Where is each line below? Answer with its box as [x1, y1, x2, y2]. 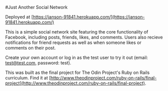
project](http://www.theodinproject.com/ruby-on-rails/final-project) [5, 80, 145, 86]
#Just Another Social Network [5, 4, 68, 10]
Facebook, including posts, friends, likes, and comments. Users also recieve [5, 34, 163, 40]
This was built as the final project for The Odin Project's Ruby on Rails [5, 69, 150, 75]
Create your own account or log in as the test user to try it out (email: [5, 54, 148, 60]
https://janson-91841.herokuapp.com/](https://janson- [33, 14, 145, 19]
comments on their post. [5, 45, 56, 50]
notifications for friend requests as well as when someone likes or [5, 39, 142, 45]
